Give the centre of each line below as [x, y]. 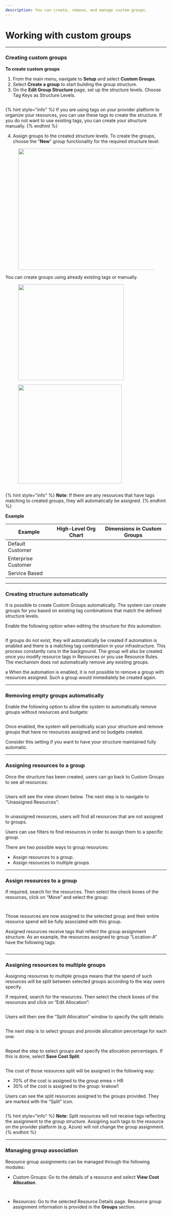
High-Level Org [76, 528]
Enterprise [20, 558]
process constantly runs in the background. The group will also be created [84, 651]
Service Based [25, 573]
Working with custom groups [68, 35]
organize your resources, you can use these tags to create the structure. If [84, 115]
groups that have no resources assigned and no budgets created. [74, 732]
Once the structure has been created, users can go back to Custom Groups [85, 776]
